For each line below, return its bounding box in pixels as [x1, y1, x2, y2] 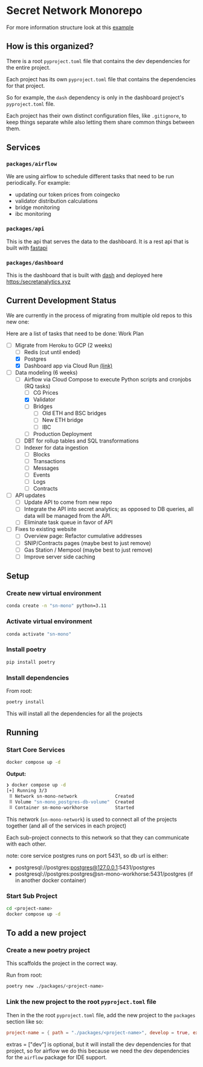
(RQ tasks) [24, 383, 51, 390]
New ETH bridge [42, 416, 83, 424]
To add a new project [6, 928, 86, 938]
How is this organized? [6, 41, 94, 52]
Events [33, 471, 50, 478]
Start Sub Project [6, 892, 57, 900]
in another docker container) [14, 877, 86, 884]
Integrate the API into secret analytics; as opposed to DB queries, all [24, 506, 194, 513]
